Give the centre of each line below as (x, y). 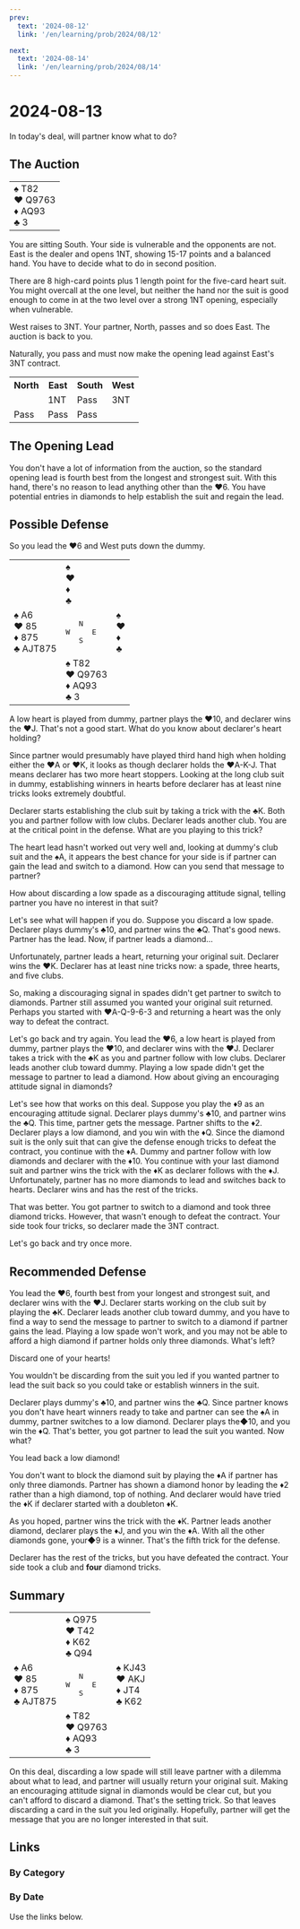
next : (19, 50)
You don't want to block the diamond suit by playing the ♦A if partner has (144, 1475)
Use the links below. (46, 1916)
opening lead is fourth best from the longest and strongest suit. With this (143, 477)
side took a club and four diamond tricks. (85, 1567)
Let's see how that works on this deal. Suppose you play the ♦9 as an (137, 1104)
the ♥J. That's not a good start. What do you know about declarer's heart (146, 729)
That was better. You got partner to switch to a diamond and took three (140, 1207)
